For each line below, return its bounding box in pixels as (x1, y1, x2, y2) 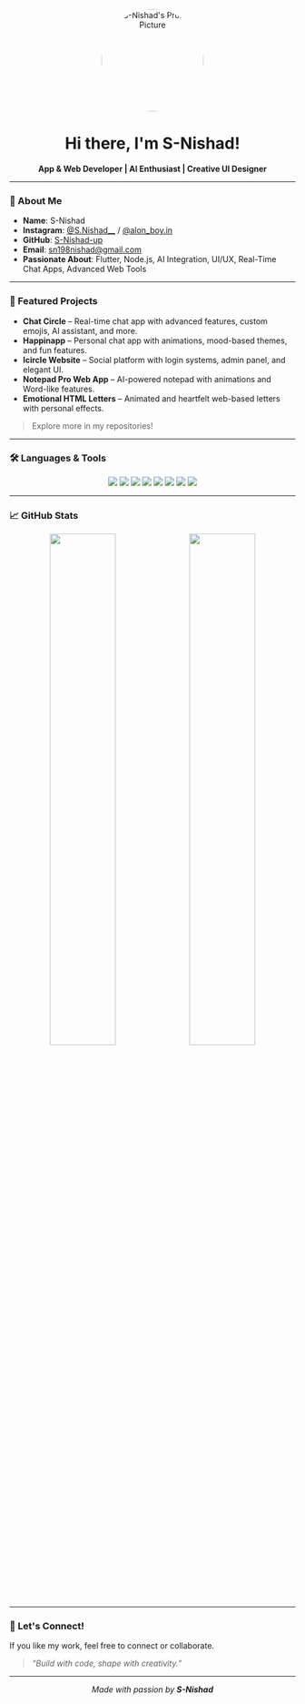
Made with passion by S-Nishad (92, 1684, 213, 1695)
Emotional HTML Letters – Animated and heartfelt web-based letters (22, 392, 281, 404)
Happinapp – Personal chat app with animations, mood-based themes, (22, 335, 288, 346)
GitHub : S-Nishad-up (22, 235, 103, 246)
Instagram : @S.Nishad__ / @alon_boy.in (22, 225, 173, 236)
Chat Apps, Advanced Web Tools (22, 264, 147, 275)
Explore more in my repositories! (31, 420, 153, 431)
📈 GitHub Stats (9, 509, 79, 522)
